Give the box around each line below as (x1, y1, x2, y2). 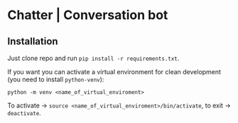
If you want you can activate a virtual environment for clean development (7, 68, 222, 76)
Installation (7, 35, 58, 47)
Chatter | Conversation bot (7, 7, 168, 23)
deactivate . (7, 109, 41, 117)
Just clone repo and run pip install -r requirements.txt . (7, 54, 180, 62)
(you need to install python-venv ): (7, 75, 104, 83)
